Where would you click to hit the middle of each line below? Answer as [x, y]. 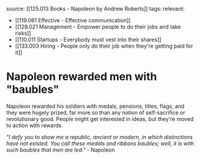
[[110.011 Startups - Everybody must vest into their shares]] [88, 39]
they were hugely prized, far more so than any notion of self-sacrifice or [96, 112]
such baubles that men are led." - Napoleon [61, 149]
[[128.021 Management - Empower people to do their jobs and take [98, 27]
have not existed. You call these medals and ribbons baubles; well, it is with [100, 143]
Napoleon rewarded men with [82, 77]
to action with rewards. [35, 125]
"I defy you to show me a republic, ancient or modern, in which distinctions [99, 137]
